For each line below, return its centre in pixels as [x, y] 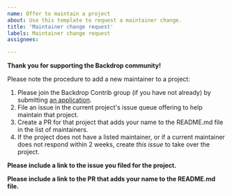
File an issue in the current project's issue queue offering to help [110, 107]
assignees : [23, 40]
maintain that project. [48, 115]
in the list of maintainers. [53, 130]
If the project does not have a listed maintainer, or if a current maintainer [121, 137]
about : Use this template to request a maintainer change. [95, 20]
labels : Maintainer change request [59, 33]
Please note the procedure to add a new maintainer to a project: [99, 79]
